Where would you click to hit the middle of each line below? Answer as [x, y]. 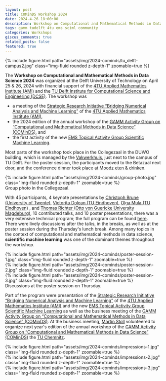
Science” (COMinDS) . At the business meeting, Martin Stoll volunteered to [80, 321]
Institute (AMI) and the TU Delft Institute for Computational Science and [78, 91]
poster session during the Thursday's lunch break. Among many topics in [80, 229]
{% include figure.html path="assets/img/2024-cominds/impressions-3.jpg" [83, 368]
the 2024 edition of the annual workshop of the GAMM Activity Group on [86, 121]
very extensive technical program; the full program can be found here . [77, 218]
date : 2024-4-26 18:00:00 [32, 19]
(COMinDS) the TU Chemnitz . [35, 337]
